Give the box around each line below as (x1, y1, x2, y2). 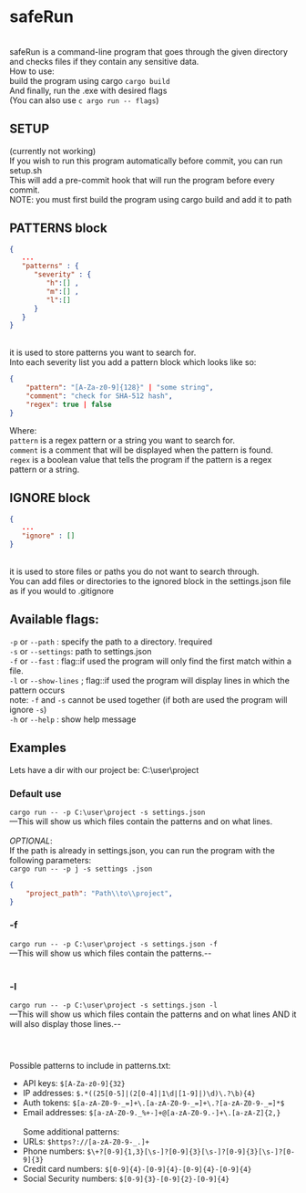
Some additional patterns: (22, 1126, 120, 1137)
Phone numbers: (22, 1146, 86, 1156)
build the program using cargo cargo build (9, 75, 170, 86)
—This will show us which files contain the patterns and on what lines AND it (9, 1009, 297, 1020)
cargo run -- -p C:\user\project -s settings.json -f (9, 939, 219, 948)
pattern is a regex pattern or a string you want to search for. (9, 434, 235, 445)
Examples (9, 740, 66, 756)
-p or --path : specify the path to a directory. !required (9, 636, 213, 647)
